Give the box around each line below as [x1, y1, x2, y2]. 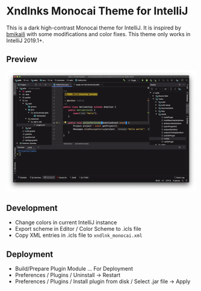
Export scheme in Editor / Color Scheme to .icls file [14, 225, 141, 233]
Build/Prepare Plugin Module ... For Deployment [14, 265, 134, 272]
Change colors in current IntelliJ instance [14, 219, 117, 226]
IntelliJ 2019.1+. [6, 37, 44, 44]
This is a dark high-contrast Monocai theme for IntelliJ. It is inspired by [6, 24, 182, 31]
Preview [6, 54, 38, 64]
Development [6, 203, 58, 213]
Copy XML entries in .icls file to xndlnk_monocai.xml [14, 231, 143, 239]
